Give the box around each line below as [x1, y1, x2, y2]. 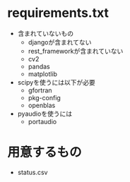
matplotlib [28, 69, 58, 78]
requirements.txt [7, 5, 110, 21]
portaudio [28, 117, 57, 126]
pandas [28, 62, 51, 71]
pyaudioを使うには [17, 109, 73, 118]
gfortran [28, 86, 52, 95]
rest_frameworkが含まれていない [28, 47, 124, 55]
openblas [28, 101, 56, 109]
